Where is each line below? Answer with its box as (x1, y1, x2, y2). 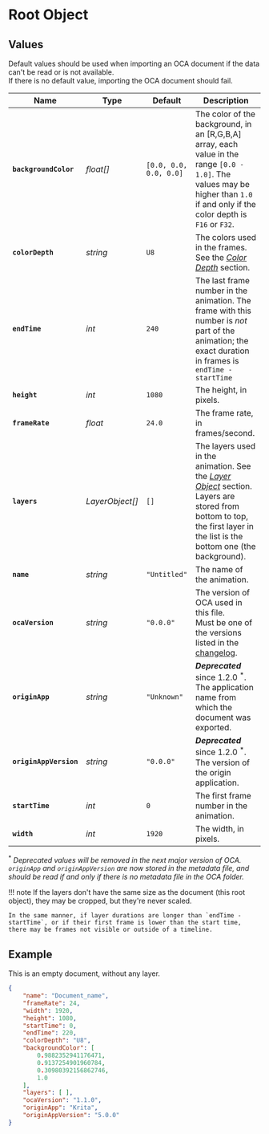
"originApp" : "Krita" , (22, 1104, 98, 1112)
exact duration (195, 345, 250, 356)
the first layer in (195, 521, 255, 531)
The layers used (195, 441, 256, 451)
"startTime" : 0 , (22, 1022, 78, 1030)
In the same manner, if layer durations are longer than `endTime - (8, 912, 242, 920)
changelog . (195, 648, 238, 658)
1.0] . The (195, 169, 231, 180)
